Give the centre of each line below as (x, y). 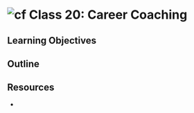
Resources (31, 88)
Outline (23, 63)
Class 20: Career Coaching (108, 15)
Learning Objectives (52, 41)
